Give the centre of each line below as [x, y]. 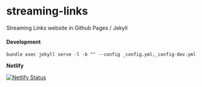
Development [24, 42]
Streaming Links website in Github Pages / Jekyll [67, 28]
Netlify [15, 66]
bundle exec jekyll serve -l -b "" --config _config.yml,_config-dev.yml [101, 55]
